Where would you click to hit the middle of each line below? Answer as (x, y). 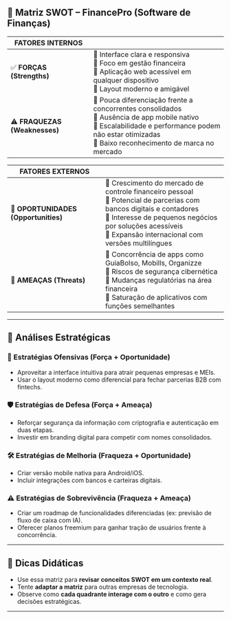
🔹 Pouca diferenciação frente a (143, 100)
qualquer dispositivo (126, 80)
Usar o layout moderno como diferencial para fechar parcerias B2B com (119, 380)
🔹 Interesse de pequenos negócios (162, 217)
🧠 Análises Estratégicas (59, 338)
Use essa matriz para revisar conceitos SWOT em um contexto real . (115, 580)
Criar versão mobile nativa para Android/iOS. (80, 473)
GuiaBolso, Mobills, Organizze (154, 263)
